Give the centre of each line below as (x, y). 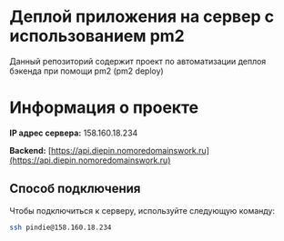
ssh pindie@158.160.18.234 (61, 227)
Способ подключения (75, 189)
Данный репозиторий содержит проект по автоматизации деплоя (138, 61)
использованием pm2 (97, 36)
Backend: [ (30, 150)
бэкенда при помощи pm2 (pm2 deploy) (86, 71)
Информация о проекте (104, 108)
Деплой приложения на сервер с (142, 17)
